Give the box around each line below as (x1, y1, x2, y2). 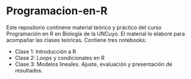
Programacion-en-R (6, 4, 108, 18)
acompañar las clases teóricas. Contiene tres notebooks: (6, 36, 147, 43)
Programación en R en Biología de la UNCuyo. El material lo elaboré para (6, 30, 186, 37)
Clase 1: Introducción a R (14, 48, 77, 55)
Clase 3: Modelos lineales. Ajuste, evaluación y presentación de (14, 61, 172, 68)
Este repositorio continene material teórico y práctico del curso (6, 24, 162, 31)
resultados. (14, 67, 43, 74)
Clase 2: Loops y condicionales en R (14, 54, 105, 61)
